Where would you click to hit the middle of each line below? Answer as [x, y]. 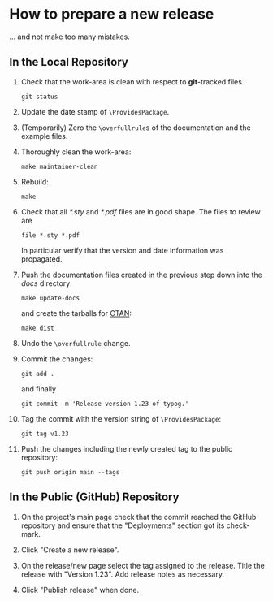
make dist [38, 328]
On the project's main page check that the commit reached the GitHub [139, 517]
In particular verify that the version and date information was [122, 250]
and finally [38, 389]
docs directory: [46, 283]
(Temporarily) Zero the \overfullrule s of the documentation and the [136, 128]
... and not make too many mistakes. [70, 37]
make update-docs [50, 298]
